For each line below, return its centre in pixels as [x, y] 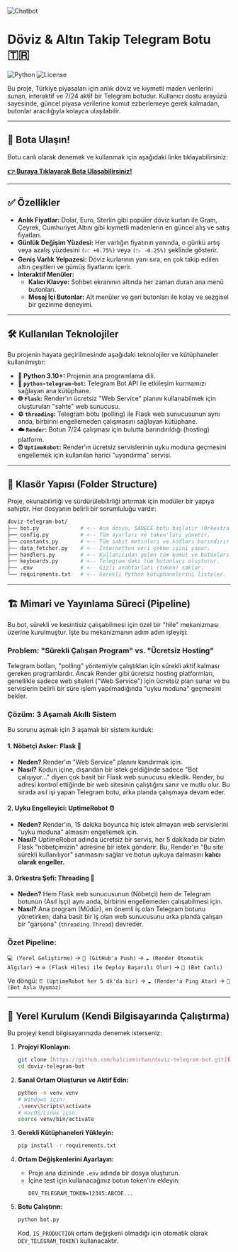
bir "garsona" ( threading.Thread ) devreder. [80, 924]
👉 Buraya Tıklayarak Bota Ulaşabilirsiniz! [70, 171]
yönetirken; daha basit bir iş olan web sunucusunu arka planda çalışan [120, 917]
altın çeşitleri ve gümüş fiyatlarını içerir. [75, 266]
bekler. [17, 696]
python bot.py [38, 1220]
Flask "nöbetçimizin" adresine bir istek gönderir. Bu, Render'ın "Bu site [120, 847]
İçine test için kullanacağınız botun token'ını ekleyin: [104, 1180]
